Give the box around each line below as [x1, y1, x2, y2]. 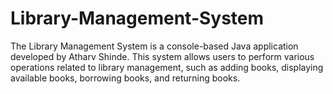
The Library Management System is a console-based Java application [10, 40, 299, 52]
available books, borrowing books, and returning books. [10, 72, 241, 84]
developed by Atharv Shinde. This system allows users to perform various [10, 50, 315, 62]
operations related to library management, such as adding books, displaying [10, 61, 324, 73]
